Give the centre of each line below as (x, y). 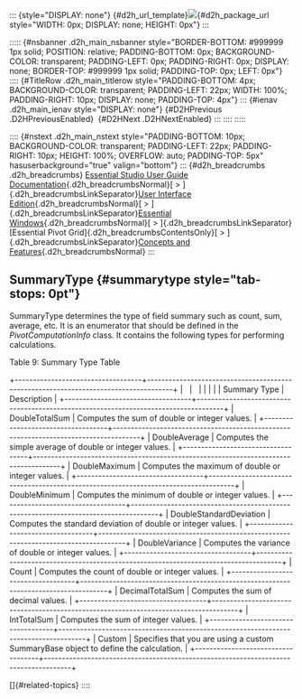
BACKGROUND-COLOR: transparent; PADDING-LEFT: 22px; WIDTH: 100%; (148, 90)
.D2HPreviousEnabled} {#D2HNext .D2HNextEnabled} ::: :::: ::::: (128, 119)
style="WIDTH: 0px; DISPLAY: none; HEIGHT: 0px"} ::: (110, 24)
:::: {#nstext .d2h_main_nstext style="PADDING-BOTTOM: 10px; (128, 136)
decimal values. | (41, 600)
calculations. (33, 344)
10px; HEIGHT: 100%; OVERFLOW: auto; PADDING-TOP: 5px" (151, 155)
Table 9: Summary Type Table (65, 362)
